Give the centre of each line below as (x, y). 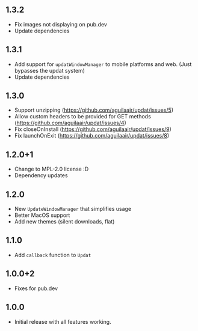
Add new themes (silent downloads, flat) (64, 222)
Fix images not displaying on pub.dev (61, 24)
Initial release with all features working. (63, 321)
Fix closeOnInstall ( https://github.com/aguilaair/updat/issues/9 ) (93, 129)
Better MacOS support (42, 215)
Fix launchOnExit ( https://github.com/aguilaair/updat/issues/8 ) (92, 136)
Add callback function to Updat (53, 255)
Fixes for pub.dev (36, 288)
